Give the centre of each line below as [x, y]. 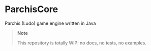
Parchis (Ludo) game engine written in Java [50, 23]
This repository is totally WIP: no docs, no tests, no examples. [82, 43]
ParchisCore [32, 9]
